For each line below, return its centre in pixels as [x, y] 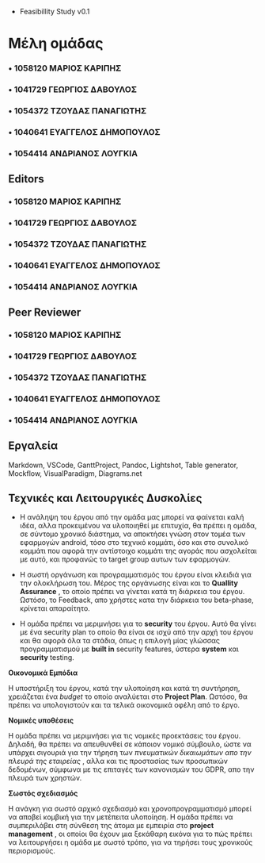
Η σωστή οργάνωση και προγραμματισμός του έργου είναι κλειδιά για [135, 575]
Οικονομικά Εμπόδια [43, 673]
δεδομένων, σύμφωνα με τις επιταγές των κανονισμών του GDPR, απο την [131, 769]
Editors [26, 179]
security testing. [47, 658]
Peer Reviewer [45, 313]
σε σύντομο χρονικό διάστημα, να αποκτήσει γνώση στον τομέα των [132, 534]
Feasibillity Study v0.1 [55, 12]
